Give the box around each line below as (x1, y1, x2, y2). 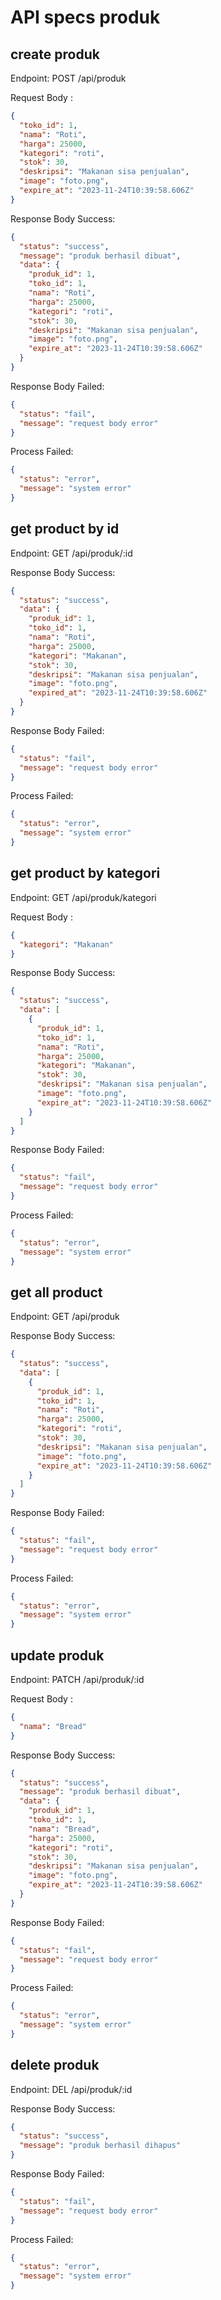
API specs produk (10, 6, 161, 29)
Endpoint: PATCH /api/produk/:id (10, 1674, 145, 1685)
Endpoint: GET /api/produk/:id (10, 547, 133, 559)
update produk (10, 1647, 105, 1664)
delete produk (10, 2057, 100, 2074)
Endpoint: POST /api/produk (10, 72, 127, 84)
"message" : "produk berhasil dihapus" (19, 2141, 182, 2151)
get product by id (10, 521, 120, 538)
